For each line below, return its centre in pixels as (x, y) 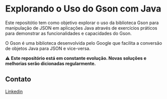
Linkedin (14, 91)
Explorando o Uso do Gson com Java (83, 9)
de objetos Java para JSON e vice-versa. (48, 48)
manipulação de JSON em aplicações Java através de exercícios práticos (81, 28)
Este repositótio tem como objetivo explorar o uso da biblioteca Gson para (82, 23)
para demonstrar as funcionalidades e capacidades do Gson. (68, 33)
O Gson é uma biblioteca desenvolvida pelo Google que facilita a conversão (84, 43)
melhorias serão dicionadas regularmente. (51, 63)
